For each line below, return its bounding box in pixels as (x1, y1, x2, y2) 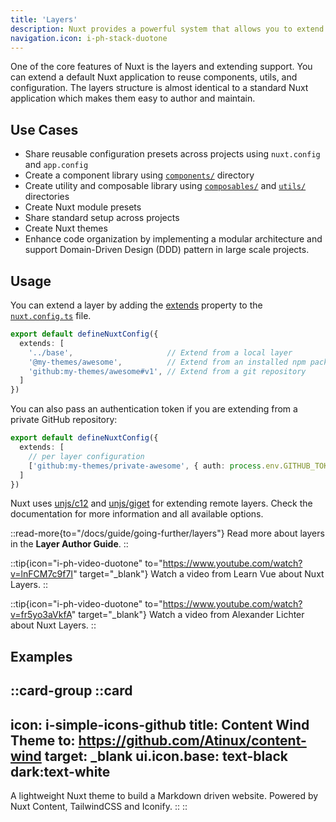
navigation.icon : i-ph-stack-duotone (10, 33, 168, 43)
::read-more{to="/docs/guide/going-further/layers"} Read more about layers (10, 527, 325, 540)
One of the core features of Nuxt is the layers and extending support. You (10, 61, 313, 73)
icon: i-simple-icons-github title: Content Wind (10, 716, 310, 733)
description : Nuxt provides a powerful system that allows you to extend (10, 24, 325, 34)
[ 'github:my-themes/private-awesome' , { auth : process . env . (28, 461, 284, 471)
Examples (10, 648, 73, 665)
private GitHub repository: (10, 414, 118, 426)
